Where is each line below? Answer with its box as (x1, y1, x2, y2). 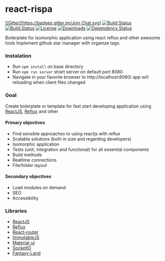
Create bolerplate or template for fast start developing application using (5, 103, 152, 109)
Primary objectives (5, 120, 46, 126)
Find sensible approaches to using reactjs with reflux (12, 130, 120, 137)
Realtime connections (12, 157, 57, 163)
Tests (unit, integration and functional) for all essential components (12, 146, 150, 152)
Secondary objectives (5, 173, 52, 179)
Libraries (5, 207, 27, 214)
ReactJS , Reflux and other (5, 108, 58, 114)
